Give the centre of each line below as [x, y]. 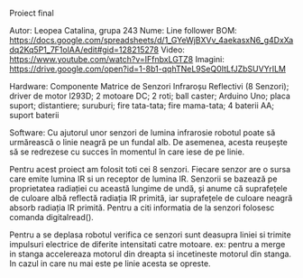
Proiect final [32, 13]
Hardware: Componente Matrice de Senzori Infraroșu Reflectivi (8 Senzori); [149, 86]
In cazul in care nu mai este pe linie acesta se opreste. [110, 264]
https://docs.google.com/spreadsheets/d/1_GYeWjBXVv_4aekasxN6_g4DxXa [151, 40]
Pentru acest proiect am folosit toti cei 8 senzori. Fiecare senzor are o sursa [150, 169]
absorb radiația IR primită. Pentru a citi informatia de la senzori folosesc [142, 208]
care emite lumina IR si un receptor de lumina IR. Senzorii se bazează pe [143, 179]
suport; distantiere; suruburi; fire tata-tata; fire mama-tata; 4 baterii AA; [142, 106]
